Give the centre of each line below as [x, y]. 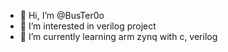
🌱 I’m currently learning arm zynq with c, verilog [118, 36]
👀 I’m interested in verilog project [88, 26]
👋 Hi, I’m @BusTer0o [62, 15]
